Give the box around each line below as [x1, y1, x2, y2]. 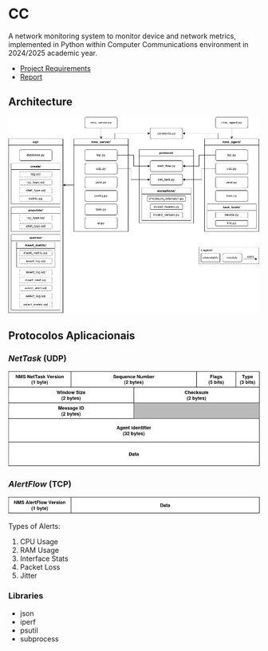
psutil [19, 625, 38, 635]
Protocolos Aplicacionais [8, 329, 136, 342]
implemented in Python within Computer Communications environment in [8, 39, 249, 49]
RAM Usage [19, 545, 60, 554]
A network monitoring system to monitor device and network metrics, [8, 31, 237, 41]
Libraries [8, 590, 44, 602]
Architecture [8, 95, 73, 108]
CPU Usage [19, 536, 58, 546]
